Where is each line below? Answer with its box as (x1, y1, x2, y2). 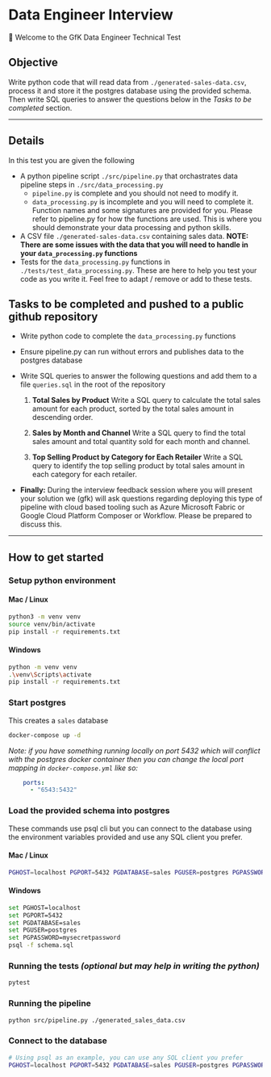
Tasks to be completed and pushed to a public (8, 297, 244, 311)
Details (8, 134, 44, 148)
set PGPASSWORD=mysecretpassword (8, 934, 121, 942)
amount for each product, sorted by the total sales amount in (31, 404, 234, 413)
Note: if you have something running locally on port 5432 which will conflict (8, 745, 261, 756)
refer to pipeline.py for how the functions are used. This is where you (31, 214, 262, 224)
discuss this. (19, 519, 62, 530)
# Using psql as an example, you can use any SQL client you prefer (8, 1054, 244, 1062)
